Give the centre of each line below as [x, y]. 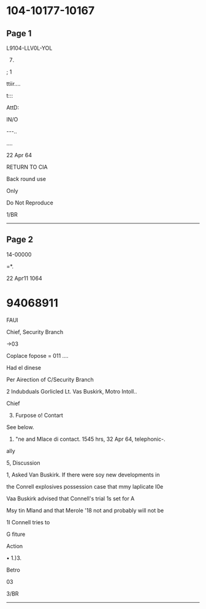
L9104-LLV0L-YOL [29, 48]
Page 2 [20, 240]
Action [15, 546]
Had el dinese [24, 367]
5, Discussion [23, 463]
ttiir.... [13, 84]
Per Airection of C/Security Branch [50, 379]
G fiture [16, 534]
